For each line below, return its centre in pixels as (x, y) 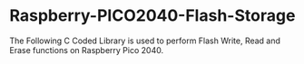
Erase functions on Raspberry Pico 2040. (87, 50)
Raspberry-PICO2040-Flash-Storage (152, 16)
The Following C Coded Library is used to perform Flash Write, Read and (145, 41)
